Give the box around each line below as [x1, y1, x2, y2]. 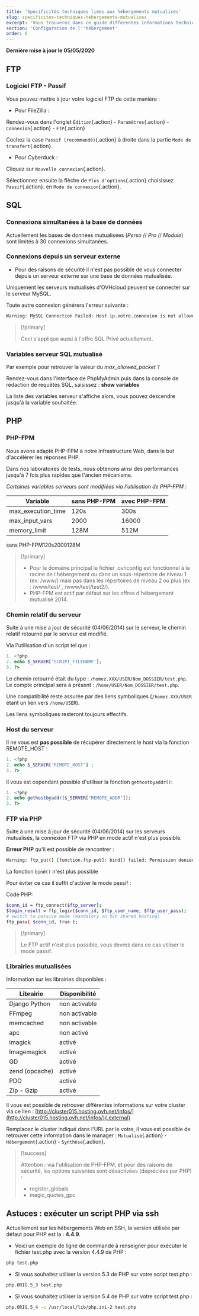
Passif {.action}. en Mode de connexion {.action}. [6, 183, 121, 190]
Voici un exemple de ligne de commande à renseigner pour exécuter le [14, 1242, 188, 1249]
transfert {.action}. [6, 142, 53, 149]
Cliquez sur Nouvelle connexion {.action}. [6, 165, 105, 172]
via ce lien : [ [6, 1108, 37, 1115]
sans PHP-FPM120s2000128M [6, 541, 81, 548]
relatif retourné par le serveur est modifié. [6, 630, 108, 637]
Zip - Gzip [9, 1086, 38, 1094]
